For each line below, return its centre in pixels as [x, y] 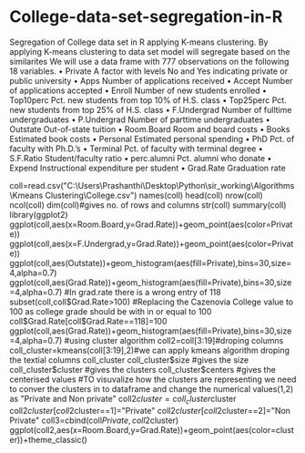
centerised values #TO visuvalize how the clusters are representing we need [153, 379]
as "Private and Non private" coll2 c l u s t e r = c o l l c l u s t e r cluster [123, 400]
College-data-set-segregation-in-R [146, 17]
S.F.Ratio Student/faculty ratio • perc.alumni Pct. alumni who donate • [141, 158]
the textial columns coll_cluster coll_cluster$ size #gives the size [129, 360]
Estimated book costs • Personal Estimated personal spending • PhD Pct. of [152, 139]
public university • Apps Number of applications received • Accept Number [151, 80]
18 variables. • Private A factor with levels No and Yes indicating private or [149, 71]
